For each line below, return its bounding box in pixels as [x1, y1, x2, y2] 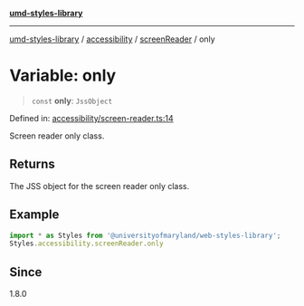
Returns [9, 157, 56, 172]
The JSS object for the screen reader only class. [9, 180, 190, 191]
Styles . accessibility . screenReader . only [9, 239, 165, 248]
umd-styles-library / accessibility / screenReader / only [9, 33, 215, 44]
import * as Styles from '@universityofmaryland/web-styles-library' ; [9, 231, 281, 240]
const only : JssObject [31, 95, 113, 106]
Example [9, 207, 60, 223]
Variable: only [9, 65, 117, 86]
